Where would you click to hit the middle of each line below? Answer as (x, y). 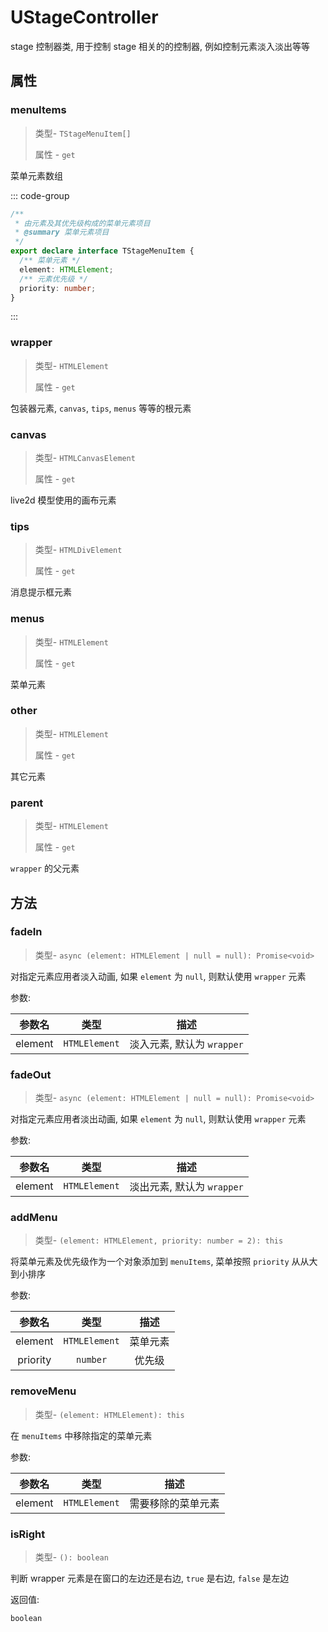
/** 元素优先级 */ (53, 279)
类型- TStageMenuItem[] (83, 133)
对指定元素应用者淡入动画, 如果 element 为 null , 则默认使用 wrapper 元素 (158, 976)
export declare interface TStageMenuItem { (102, 251)
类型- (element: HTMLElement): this (109, 1414)
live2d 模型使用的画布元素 (63, 500)
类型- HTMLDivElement (78, 550)
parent (27, 803)
